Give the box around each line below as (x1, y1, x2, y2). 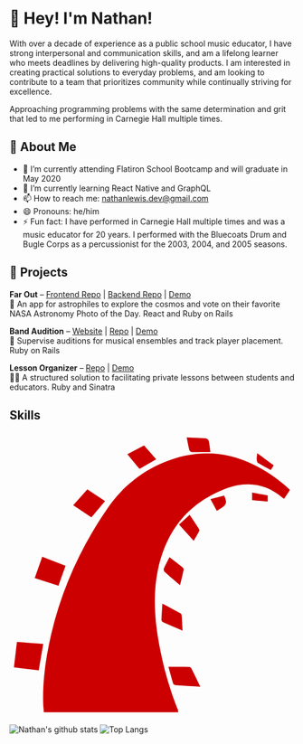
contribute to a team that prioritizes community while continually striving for (9, 76, 292, 87)
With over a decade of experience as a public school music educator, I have (9, 38, 292, 49)
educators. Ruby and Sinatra (9, 381, 116, 392)
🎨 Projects (9, 265, 69, 280)
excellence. (9, 86, 52, 97)
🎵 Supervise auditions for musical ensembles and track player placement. (9, 334, 283, 346)
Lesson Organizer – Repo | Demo (9, 362, 135, 373)
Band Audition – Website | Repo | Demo (9, 325, 158, 336)
